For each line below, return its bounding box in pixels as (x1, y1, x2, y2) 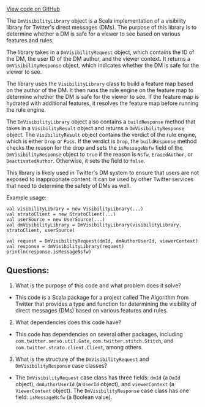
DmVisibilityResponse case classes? (15, 362, 108, 369)
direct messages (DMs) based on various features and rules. (15, 306, 168, 314)
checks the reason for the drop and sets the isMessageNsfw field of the (6, 144, 183, 151)
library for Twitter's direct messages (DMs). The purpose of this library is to (6, 24, 197, 31)
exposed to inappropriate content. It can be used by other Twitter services (6, 176, 194, 183)
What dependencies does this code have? (15, 319, 121, 326)
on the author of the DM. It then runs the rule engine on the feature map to (6, 87, 194, 94)
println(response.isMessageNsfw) (6, 249, 92, 255)
